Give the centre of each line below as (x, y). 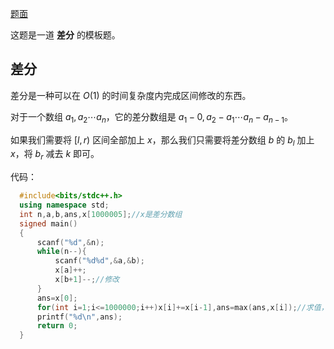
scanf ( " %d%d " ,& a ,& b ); (99, 261)
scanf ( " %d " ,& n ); (70, 242)
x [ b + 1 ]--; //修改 (87, 280)
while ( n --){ (61, 252)
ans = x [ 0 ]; (57, 298)
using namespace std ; (64, 205)
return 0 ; (57, 326)
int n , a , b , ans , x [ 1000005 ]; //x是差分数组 (101, 214)
